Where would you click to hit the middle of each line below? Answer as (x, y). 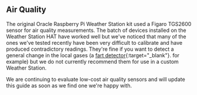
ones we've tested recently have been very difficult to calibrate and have (94, 42)
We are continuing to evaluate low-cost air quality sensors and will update (96, 79)
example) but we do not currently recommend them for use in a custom (93, 61)
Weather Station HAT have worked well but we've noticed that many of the (96, 36)
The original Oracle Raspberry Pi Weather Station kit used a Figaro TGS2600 (99, 24)
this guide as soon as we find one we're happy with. (69, 86)
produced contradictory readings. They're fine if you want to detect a (90, 49)
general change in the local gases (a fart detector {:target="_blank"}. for (93, 55)
